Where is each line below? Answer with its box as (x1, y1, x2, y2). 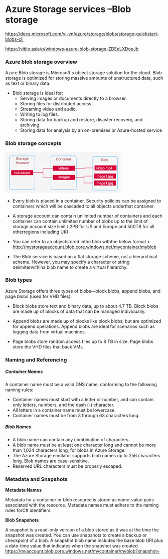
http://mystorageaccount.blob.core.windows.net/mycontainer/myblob (12, 244, 157, 250)
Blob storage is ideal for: (12, 90, 63, 96)
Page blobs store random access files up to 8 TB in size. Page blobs (12, 338, 153, 344)
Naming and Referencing (5, 356, 67, 363)
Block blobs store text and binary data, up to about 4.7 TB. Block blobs (12, 303, 159, 309)
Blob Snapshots (5, 517, 39, 523)
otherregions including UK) (12, 229, 69, 235)
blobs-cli (5, 36, 24, 42)
